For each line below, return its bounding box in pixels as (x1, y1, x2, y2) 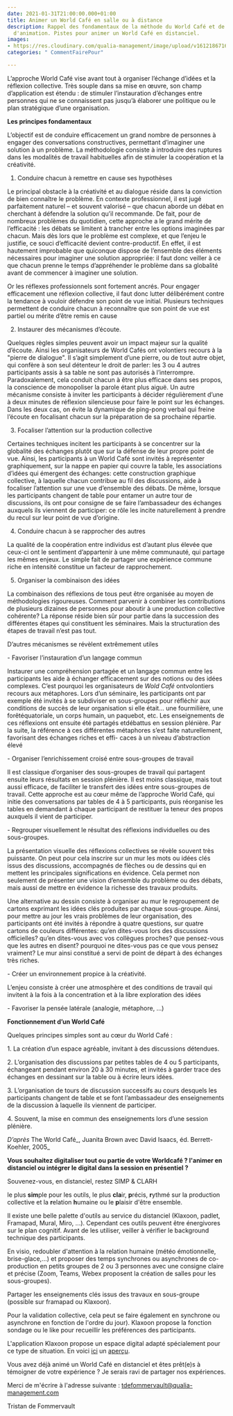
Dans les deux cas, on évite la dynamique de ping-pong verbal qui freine (7, 405, 215, 413)
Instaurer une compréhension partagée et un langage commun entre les (7, 667, 213, 675)
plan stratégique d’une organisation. (7, 104, 110, 112)
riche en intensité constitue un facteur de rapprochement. (7, 562, 172, 571)
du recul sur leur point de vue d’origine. (7, 513, 120, 522)
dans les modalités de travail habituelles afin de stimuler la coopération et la (7, 152, 224, 161)
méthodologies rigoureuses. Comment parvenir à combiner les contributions (7, 596, 225, 605)
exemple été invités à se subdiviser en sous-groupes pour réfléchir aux (7, 697, 211, 705)
